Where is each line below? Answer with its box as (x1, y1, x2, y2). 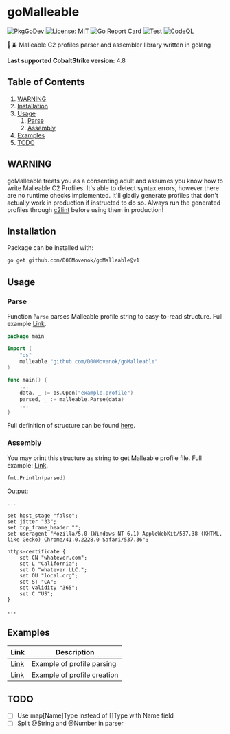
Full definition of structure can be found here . (7, 421, 136, 429)
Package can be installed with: (7, 244, 94, 252)
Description (55, 647, 95, 656)
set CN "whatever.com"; (19, 554, 88, 561)
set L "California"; (19, 560, 78, 567)
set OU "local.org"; (19, 572, 78, 579)
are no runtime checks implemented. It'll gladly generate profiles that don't (7, 191, 218, 199)
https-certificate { (7, 548, 67, 555)
